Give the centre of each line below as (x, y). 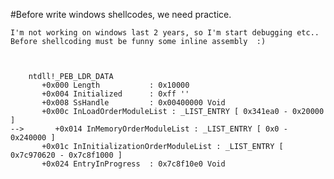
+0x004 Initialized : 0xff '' (115, 94)
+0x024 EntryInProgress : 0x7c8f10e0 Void (133, 164)
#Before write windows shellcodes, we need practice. (121, 14)
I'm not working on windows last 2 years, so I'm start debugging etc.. (165, 33)
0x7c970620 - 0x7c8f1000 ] (66, 155)
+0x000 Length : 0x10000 (115, 85)
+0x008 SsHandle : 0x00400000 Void (133, 103)
